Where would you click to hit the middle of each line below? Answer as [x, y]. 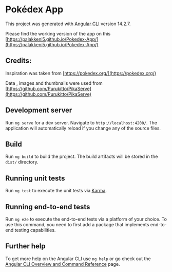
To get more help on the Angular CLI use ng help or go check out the [78, 259]
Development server [39, 110]
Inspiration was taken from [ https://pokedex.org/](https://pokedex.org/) [81, 73]
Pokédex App [34, 10]
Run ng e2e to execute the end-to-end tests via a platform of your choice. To [86, 219]
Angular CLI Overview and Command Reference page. [63, 264]
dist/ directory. [22, 162]
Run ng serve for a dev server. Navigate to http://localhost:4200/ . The [81, 122]
